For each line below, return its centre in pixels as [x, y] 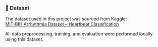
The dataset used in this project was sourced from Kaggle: [66, 19]
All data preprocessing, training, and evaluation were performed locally [79, 34]
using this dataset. [24, 39]
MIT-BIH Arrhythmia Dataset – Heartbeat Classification [62, 24]
